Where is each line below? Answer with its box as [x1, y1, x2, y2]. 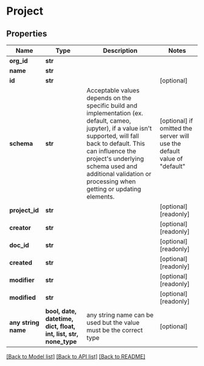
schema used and [86, 162, 138, 171]
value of [160, 155, 183, 163]
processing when [86, 177, 136, 186]
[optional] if [160, 117, 193, 125]
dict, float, [45, 322, 76, 330]
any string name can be [86, 311, 154, 319]
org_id [9, 56, 29, 65]
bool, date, [45, 307, 77, 315]
